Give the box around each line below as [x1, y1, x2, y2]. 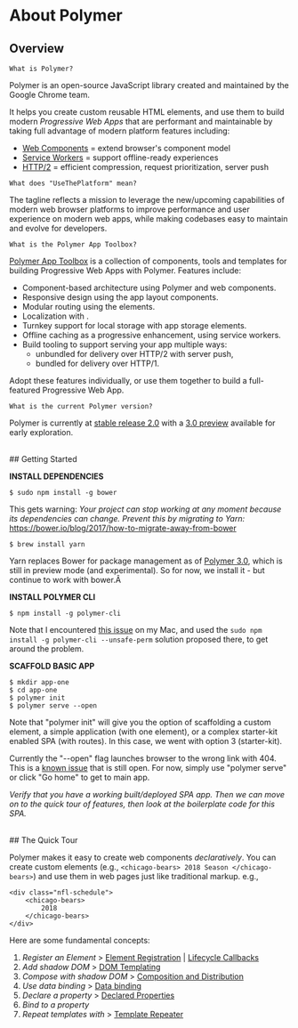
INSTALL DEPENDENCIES [9, 471, 104, 482]
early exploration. [9, 427, 74, 437]
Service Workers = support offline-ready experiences [21, 152, 219, 163]
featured [9, 384, 41, 395]
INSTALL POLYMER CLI [9, 592, 96, 602]
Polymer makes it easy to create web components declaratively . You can [9, 852, 277, 862]
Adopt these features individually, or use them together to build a [9, 376, 247, 385]
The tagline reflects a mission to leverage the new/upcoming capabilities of [9, 195, 285, 205]
